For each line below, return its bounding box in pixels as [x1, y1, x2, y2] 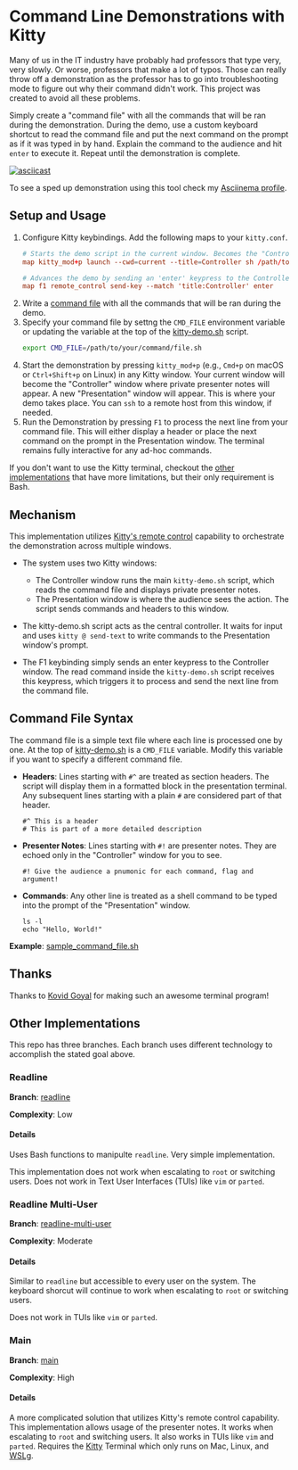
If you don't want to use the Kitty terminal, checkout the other [9, 462, 235, 474]
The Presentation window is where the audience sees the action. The [35, 593, 289, 604]
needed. [21, 408, 53, 418]
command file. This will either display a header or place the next [21, 426, 257, 437]
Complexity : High [9, 1372, 75, 1383]
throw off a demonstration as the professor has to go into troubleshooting [9, 73, 278, 84]
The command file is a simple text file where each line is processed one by [9, 734, 283, 746]
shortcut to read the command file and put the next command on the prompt [9, 128, 289, 139]
